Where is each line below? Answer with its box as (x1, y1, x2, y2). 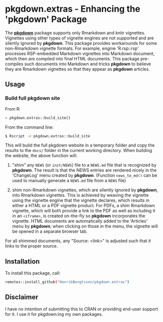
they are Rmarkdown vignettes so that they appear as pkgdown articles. (5, 66, 150, 72)
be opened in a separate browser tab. (12, 228, 88, 234)
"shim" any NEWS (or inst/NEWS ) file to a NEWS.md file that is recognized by (12, 162, 157, 168)
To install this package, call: (5, 270, 61, 276)
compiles (5, 61, 23, 67)
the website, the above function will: (5, 152, 78, 159)
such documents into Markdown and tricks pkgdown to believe (24, 61, 151, 67)
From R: (5, 106, 21, 112)
